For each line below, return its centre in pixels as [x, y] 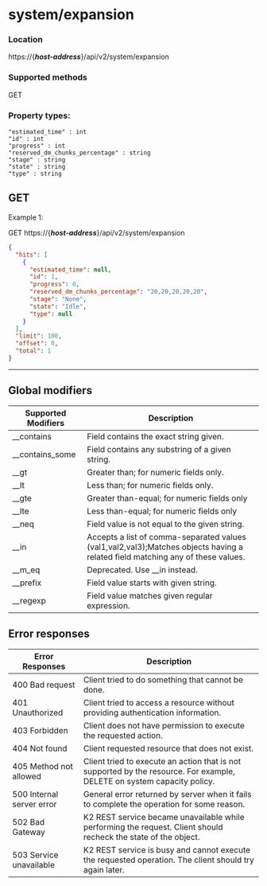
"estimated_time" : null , [70, 269]
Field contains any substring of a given [159, 449]
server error [35, 804]
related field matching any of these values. [166, 556]
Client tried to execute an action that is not [162, 761]
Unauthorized [38, 712]
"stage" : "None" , [58, 299]
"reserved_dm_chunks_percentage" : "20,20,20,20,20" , [118, 292]
